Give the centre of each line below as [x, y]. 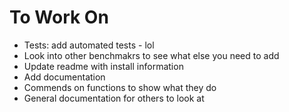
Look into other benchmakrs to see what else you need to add [151, 55]
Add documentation [64, 77]
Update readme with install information [103, 66]
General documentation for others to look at [114, 98]
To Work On [59, 17]
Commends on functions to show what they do [120, 87]
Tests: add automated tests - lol [89, 45]
